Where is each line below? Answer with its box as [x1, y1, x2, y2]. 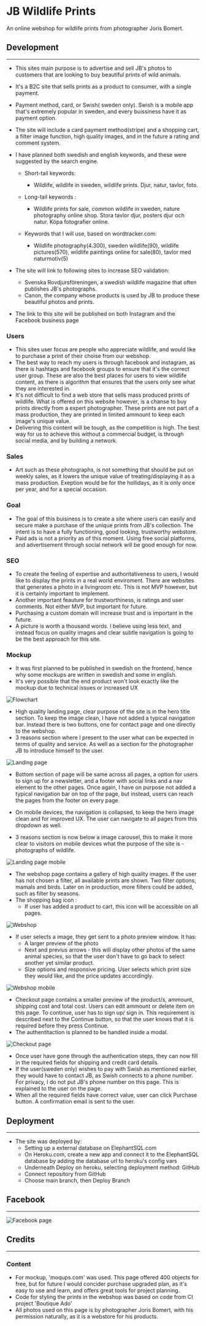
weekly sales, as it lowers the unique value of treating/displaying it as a [15, 473, 195, 480]
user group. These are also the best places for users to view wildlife [15, 372, 187, 379]
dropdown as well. [15, 821, 63, 829]
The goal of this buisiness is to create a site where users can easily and [15, 515, 196, 522]
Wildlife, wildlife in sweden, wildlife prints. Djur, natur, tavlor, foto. [33, 181, 198, 188]
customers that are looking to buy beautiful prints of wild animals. [15, 70, 181, 78]
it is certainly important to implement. [15, 590, 110, 597]
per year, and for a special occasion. [15, 486, 108, 493]
